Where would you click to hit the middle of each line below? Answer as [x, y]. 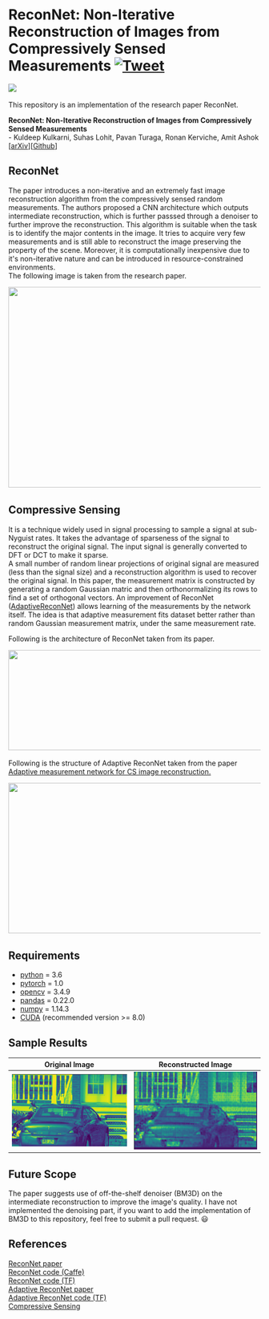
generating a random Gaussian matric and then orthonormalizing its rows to [133, 589]
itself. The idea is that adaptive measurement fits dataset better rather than [132, 615]
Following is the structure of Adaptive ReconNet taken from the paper [123, 763]
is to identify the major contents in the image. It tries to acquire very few [127, 233]
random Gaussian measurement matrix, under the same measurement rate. [132, 623]
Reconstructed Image [195, 1064]
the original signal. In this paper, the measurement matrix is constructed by [132, 580]
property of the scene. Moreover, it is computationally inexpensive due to [129, 250]
